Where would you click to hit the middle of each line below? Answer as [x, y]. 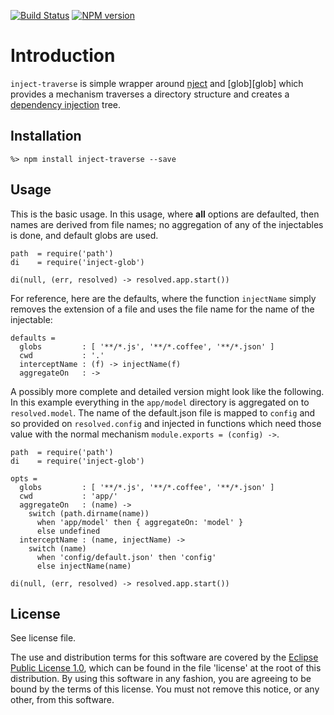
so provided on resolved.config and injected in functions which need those [166, 423]
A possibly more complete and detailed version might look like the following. [167, 391]
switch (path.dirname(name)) [89, 513]
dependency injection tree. [66, 104]
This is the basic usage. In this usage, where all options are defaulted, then [165, 214]
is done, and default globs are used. [84, 235]
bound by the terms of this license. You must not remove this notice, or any [165, 689]
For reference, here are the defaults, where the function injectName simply [163, 298]
